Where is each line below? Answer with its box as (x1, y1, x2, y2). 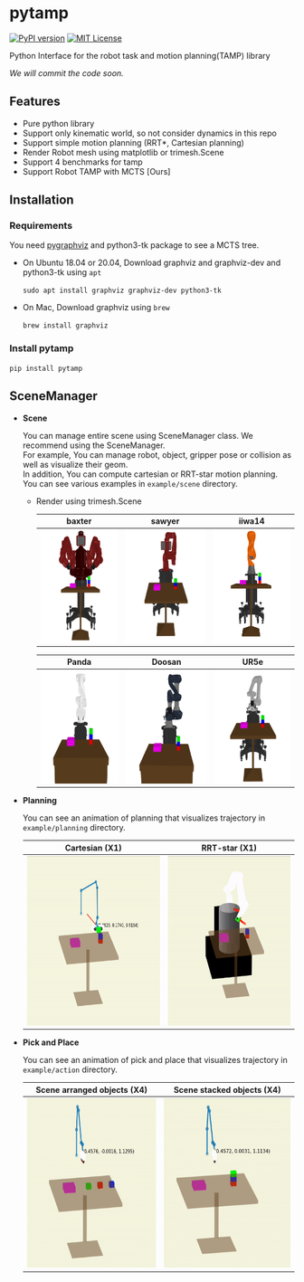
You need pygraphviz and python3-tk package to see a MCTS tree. (9, 240, 260, 251)
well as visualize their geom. (22, 459, 128, 470)
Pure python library (22, 118, 95, 128)
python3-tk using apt (22, 267, 102, 278)
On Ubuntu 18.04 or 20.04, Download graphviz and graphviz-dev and (22, 257, 281, 269)
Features (9, 94, 61, 109)
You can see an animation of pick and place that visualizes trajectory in (22, 1055, 288, 1066)
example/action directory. (22, 1064, 118, 1075)
